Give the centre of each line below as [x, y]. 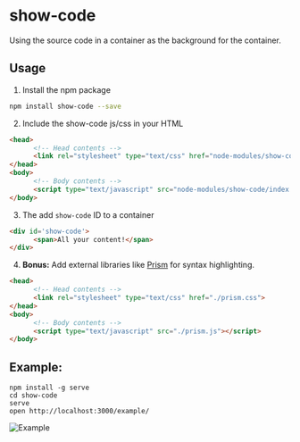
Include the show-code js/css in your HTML [103, 123]
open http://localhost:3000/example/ [79, 412]
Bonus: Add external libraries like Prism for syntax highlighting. [138, 265]
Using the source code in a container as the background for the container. [145, 40]
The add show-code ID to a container [88, 214]
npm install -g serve [50, 388]
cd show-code [33, 396]
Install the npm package [67, 89]
